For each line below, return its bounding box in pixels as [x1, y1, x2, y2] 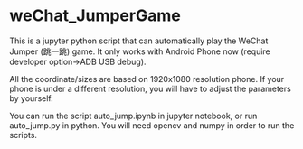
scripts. [9, 129, 38, 140]
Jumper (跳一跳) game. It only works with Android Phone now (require [9, 46, 271, 57]
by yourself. [9, 92, 54, 104]
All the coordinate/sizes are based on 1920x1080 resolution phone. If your [9, 73, 285, 84]
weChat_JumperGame [9, 5, 181, 26]
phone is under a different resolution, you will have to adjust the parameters [9, 83, 291, 94]
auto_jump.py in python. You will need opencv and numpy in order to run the [9, 119, 295, 131]
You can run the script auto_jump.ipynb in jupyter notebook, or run [9, 110, 258, 121]
